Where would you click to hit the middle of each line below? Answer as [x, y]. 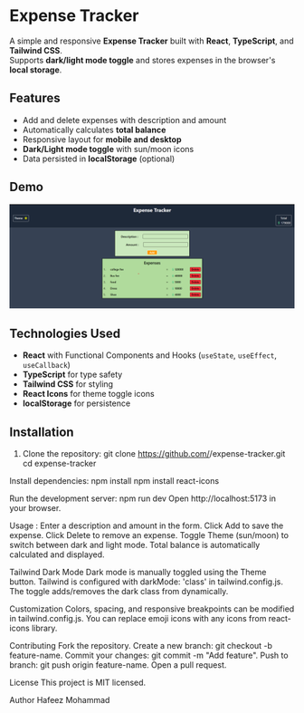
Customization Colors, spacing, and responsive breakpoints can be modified [152, 609]
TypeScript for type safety [72, 375]
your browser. [35, 508]
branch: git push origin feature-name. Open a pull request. [118, 665]
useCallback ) [46, 365]
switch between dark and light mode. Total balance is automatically [135, 545]
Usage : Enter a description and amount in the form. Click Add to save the [147, 525]
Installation [42, 432]
